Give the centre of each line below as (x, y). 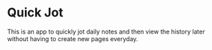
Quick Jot (35, 13)
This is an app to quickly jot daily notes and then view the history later (106, 32)
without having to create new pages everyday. (73, 38)
